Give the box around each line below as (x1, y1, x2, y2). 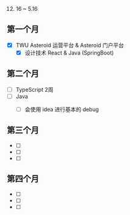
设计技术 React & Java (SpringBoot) (24, 49, 114, 56)
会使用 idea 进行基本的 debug (24, 106, 99, 113)
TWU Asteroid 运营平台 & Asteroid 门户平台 (15, 41, 124, 49)
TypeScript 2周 (15, 86, 53, 93)
